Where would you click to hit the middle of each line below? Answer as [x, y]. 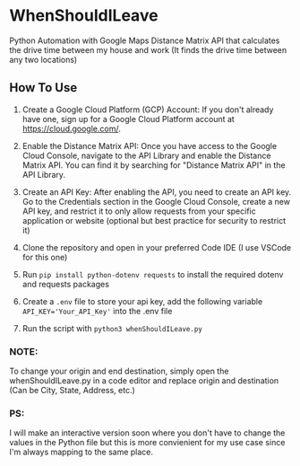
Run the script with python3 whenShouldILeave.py [112, 328]
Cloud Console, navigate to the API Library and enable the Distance [146, 155]
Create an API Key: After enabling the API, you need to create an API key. [157, 192]
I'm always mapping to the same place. [81, 452]
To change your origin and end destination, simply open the [119, 371]
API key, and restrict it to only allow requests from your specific [139, 211]
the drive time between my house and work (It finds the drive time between [148, 49]
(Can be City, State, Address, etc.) [73, 391]
